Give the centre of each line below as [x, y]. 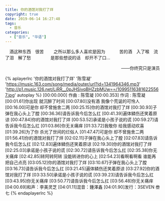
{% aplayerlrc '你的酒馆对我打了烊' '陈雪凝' [48, 78]
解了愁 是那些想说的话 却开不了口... [64, 57]
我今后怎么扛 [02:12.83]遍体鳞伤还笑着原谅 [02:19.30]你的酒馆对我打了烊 [79, 144]
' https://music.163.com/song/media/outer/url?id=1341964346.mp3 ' [73, 84]
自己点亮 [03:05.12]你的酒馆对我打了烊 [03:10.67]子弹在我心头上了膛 [78, 162]
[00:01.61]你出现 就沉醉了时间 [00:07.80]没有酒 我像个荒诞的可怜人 [72, 101]
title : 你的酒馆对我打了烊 [29, 10]
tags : [11, 23]
